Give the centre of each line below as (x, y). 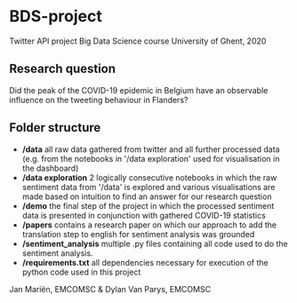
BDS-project (56, 16)
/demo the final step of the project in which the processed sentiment (148, 205)
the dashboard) (50, 168)
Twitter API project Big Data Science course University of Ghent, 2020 (138, 41)
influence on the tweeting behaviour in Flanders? (99, 100)
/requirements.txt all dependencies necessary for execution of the (145, 262)
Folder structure (55, 128)
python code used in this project (81, 272)
